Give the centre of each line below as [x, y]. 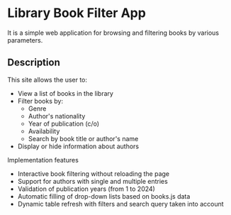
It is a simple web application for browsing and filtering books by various [113, 33]
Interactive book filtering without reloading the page [94, 173]
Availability [44, 131]
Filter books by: [40, 101]
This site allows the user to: [47, 79]
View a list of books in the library [65, 93]
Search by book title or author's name [83, 138]
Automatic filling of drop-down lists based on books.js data [104, 196]
